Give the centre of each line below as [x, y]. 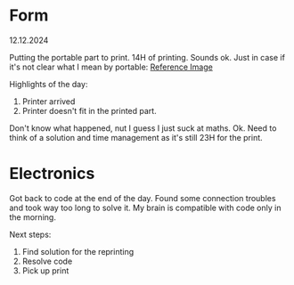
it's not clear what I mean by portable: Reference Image [111, 67]
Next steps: [30, 234]
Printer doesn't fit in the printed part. [90, 110]
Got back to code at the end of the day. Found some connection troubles [143, 198]
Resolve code [47, 261]
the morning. [33, 217]
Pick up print [45, 270]
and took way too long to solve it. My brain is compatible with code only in [145, 208]
